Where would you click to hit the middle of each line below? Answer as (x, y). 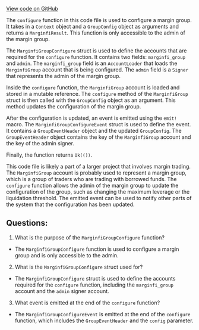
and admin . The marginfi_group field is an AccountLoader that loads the (92, 63)
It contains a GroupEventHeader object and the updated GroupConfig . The (94, 131)
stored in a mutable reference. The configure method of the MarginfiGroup (97, 94)
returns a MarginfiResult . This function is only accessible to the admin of (96, 33)
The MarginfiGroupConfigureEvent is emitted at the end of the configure (102, 314)
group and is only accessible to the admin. (67, 255)
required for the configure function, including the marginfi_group (94, 285)
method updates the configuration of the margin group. (74, 106)
